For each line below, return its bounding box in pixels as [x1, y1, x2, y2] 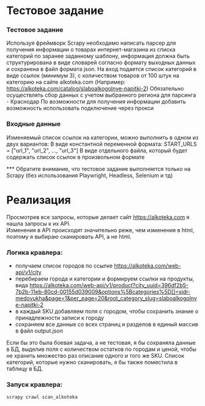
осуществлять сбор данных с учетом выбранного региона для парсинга [6, 91, 196, 99]
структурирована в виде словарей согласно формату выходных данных [6, 59, 196, 66]
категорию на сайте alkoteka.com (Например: [6, 78, 126, 86]
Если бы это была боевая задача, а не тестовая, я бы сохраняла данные [6, 339, 196, 347]
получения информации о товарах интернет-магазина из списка [6, 46, 176, 53]
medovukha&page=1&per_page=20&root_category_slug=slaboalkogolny [15, 295, 198, 302]
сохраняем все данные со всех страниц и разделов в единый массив [15, 321, 199, 328]
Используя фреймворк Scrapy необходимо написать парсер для [6, 39, 176, 47]
